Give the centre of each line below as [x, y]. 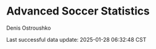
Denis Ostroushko [29, 28]
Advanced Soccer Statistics [78, 11]
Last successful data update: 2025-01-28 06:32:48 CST [76, 39]
